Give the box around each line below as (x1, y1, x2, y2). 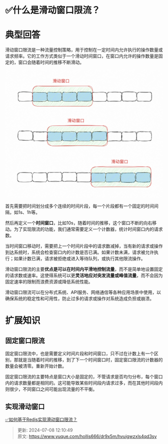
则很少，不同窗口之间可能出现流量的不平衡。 (5, 386, 97, 392)
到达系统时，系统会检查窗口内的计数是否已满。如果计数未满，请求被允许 (5, 249, 154, 255)
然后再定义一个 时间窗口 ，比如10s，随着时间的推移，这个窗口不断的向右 (5, 220, 152, 226)
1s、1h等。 (18, 209, 40, 215)
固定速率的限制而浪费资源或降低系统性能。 (5, 278, 93, 285)
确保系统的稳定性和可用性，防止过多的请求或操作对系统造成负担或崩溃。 (5, 295, 154, 301)
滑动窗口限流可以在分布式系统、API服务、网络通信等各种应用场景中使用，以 (5, 289, 161, 295)
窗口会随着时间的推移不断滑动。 (18, 59, 84, 65)
